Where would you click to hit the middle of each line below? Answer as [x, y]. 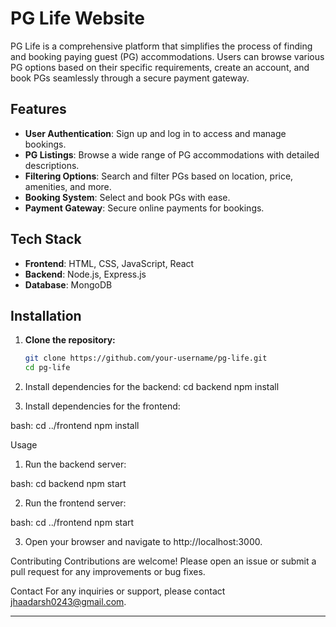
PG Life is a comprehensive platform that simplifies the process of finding [161, 46]
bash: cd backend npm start [68, 484]
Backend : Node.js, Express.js [85, 274]
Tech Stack [46, 239]
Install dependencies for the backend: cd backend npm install [152, 387]
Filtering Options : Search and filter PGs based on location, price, [159, 176]
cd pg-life [47, 368]
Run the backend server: [75, 464]
